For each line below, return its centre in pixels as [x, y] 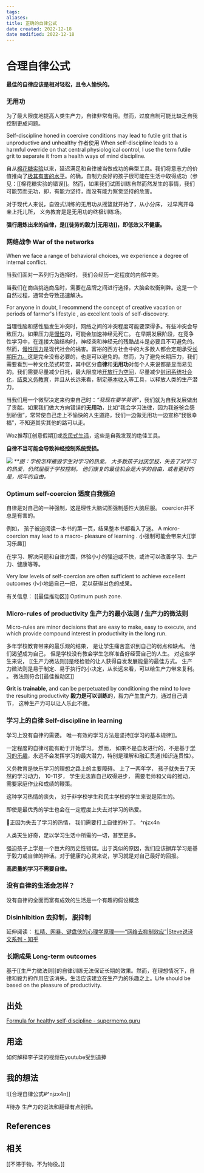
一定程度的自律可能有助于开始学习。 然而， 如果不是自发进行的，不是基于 [98, 748]
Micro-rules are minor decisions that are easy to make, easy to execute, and [101, 627]
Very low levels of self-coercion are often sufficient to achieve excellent [96, 576]
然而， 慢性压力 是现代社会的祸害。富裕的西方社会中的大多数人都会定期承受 [99, 349]
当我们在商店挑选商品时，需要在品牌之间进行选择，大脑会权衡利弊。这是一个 [102, 287]
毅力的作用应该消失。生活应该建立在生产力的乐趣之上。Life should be [104, 978]
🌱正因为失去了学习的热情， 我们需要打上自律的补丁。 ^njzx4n [83, 822]
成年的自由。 [33, 476]
